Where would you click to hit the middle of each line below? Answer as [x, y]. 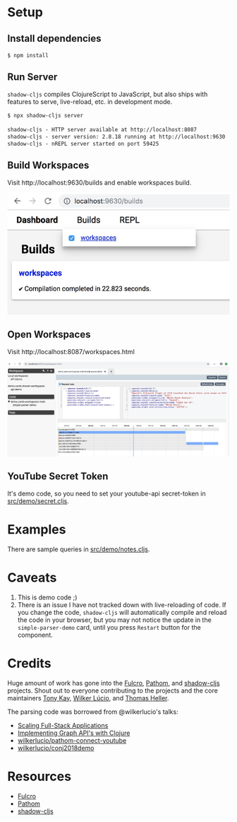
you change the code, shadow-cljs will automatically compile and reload [122, 612]
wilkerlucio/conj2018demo [56, 748]
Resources [39, 776]
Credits [29, 663]
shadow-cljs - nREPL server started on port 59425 [83, 143]
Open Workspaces [49, 335]
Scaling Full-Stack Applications [63, 725]
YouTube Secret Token [58, 477]
